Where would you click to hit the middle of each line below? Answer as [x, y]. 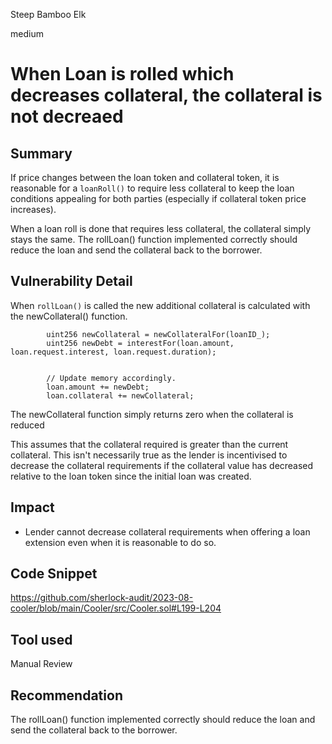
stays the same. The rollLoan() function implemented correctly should [154, 239]
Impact [32, 507]
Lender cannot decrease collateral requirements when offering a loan [167, 531]
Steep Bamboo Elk [48, 14]
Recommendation [66, 695]
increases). [33, 209]
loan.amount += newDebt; [98, 387]
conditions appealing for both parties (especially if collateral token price [158, 198]
